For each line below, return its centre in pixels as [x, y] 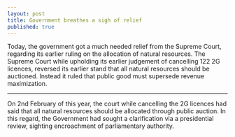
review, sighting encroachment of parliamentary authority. [91, 126]
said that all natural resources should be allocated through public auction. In [116, 111]
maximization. [27, 84]
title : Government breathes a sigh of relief [74, 20]
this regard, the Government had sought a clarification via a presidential [111, 119]
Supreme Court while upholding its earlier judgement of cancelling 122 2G [114, 62]
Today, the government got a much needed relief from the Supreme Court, [114, 47]
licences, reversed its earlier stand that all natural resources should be [108, 69]
